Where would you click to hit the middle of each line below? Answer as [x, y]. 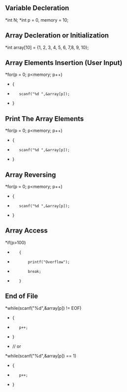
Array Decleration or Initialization [57, 36]
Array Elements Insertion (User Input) [64, 63]
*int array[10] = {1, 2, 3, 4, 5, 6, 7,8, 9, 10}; [47, 47]
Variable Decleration [37, 8]
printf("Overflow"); [49, 262]
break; [34, 271]
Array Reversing [31, 175]
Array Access [27, 231]
